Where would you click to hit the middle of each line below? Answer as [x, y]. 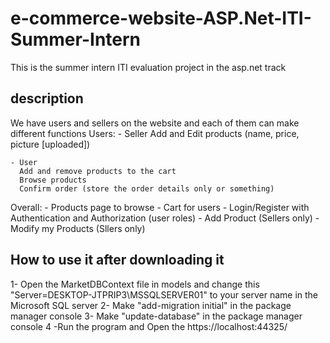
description [47, 98]
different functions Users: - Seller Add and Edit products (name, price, [155, 133]
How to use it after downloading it [117, 260]
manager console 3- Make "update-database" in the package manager [156, 316]
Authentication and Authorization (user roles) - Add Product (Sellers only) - [165, 218]
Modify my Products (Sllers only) [78, 228]
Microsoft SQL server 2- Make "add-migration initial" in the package [151, 305]
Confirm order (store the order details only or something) [147, 188]
